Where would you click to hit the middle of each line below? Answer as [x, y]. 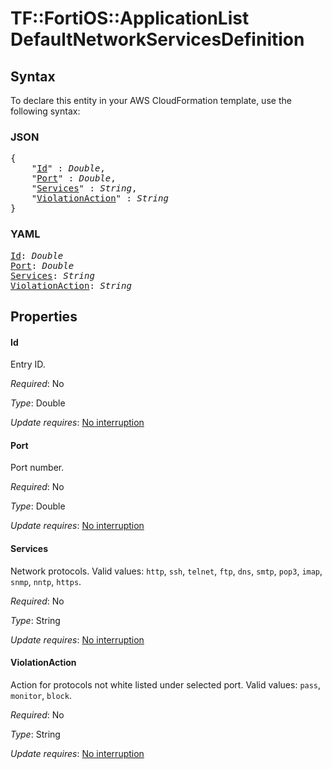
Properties [44, 316]
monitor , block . [41, 695]
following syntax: [45, 111]
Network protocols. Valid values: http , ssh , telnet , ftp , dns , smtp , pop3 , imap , [166, 571]
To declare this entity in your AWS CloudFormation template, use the [151, 100]
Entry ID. [28, 364]
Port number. [37, 468]
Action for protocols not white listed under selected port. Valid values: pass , [166, 684]
